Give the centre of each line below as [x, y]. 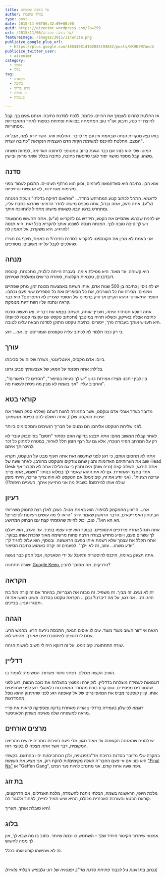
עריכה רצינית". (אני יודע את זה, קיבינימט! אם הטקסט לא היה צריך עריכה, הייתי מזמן [82, 477]
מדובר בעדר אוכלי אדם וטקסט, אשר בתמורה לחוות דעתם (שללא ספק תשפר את [79, 411]
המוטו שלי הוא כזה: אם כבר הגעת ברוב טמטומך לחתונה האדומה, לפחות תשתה [78, 151]
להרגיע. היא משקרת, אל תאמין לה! [37, 229]
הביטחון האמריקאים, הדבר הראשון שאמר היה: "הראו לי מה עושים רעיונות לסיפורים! [82, 515]
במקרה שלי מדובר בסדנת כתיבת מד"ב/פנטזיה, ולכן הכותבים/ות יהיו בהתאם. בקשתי [83, 755]
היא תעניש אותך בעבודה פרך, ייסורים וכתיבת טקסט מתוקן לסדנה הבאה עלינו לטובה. [83, 322]
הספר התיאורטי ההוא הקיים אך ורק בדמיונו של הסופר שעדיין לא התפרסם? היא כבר [82, 297]
